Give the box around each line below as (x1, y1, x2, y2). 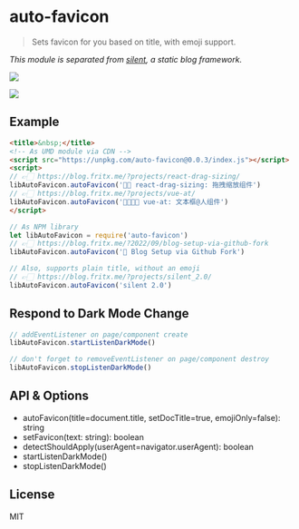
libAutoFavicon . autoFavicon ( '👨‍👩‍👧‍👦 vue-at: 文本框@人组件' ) (9, 197, 229, 206)
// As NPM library (9, 222, 79, 231)
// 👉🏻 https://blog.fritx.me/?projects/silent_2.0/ (9, 272, 213, 281)
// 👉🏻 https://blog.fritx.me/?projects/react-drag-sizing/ (9, 172, 241, 181)
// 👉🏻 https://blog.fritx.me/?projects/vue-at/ (9, 189, 197, 198)
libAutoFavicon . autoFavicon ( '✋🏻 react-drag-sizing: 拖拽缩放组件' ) (9, 181, 261, 190)
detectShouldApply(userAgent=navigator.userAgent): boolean (22, 441, 254, 452)
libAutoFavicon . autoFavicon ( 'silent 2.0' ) (9, 280, 172, 289)
